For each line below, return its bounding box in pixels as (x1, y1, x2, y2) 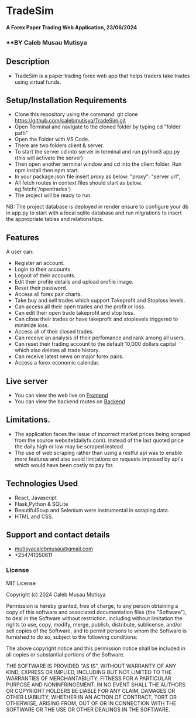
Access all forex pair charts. (14, 291, 82, 298)
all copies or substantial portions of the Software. (6, 651, 125, 658)
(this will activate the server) (14, 154, 84, 162)
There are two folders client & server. (14, 142, 104, 149)
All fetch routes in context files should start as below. (14, 179, 142, 186)
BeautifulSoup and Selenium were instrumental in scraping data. (14, 506, 170, 513)
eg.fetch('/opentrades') (14, 186, 71, 193)
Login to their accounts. (14, 266, 72, 273)
